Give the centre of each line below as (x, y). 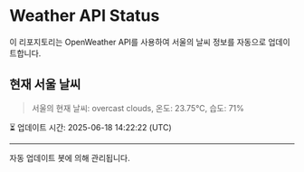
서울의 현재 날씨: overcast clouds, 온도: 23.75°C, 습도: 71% (138, 108)
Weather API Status (85, 16)
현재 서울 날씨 (45, 85)
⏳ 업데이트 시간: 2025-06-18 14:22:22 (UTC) (90, 127)
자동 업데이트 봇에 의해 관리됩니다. (70, 158)
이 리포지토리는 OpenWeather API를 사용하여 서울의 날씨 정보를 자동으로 (138, 42)
